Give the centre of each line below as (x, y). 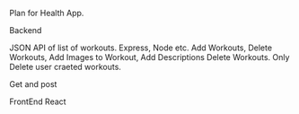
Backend (26, 30)
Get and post (33, 84)
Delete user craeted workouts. (65, 67)
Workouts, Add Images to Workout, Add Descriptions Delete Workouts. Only (149, 57)
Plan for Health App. (47, 13)
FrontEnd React (38, 101)
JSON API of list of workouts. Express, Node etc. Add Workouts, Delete (141, 48)
